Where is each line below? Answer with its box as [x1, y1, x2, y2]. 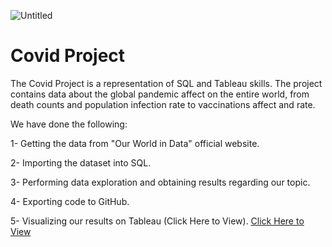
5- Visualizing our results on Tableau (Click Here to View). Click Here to [10, 215, 305, 227]
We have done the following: [10, 118, 128, 130]
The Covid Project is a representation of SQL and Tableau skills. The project [10, 77, 323, 89]
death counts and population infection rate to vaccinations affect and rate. [10, 98, 316, 110]
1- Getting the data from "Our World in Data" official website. [10, 137, 260, 149]
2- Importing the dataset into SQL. [10, 156, 152, 169]
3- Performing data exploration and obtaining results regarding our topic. [10, 176, 311, 188]
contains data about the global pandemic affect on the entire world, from [10, 88, 310, 100]
